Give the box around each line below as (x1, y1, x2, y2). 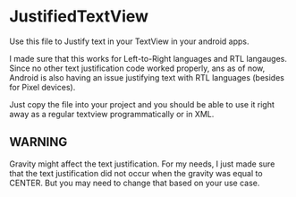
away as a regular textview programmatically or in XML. (9, 108, 215, 119)
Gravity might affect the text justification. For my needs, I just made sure (9, 158, 275, 169)
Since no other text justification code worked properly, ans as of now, (9, 63, 266, 73)
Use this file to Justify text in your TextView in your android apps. (9, 36, 249, 47)
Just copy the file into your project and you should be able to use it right (9, 98, 275, 109)
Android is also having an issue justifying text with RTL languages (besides (9, 72, 284, 82)
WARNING (9, 134, 68, 150)
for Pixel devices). (9, 81, 76, 92)
